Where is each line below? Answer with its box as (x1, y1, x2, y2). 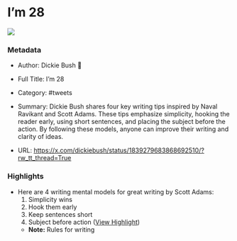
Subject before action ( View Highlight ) (28, 218, 140, 226)
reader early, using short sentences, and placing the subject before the (17, 118, 226, 126)
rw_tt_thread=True (17, 154, 72, 162)
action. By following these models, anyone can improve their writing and (17, 125, 229, 133)
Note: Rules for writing (28, 225, 95, 234)
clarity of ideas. (17, 133, 64, 141)
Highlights (7, 172, 44, 181)
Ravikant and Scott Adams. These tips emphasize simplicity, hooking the (17, 110, 231, 118)
